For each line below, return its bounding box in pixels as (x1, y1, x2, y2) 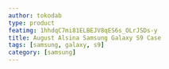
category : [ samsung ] (8, 48, 77, 56)
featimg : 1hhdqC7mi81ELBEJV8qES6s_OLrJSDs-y (8, 26, 158, 34)
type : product (8, 19, 56, 27)
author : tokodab (8, 11, 62, 20)
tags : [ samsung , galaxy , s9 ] (8, 41, 105, 49)
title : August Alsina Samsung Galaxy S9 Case (8, 33, 161, 42)
